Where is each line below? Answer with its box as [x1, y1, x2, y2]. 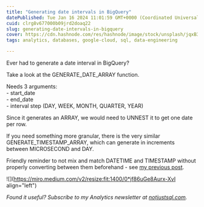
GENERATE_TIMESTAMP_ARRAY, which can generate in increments [6, 139, 175, 146]
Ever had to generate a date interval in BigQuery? [6, 59, 129, 66]
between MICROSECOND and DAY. [6, 146, 94, 152]
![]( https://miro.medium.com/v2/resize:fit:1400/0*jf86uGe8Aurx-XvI [6, 175, 176, 183]
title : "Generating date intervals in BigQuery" [6, 9, 132, 15]
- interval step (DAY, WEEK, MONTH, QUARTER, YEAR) [6, 102, 144, 110]
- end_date [6, 96, 33, 103]
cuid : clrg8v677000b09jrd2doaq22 [6, 20, 91, 26]
